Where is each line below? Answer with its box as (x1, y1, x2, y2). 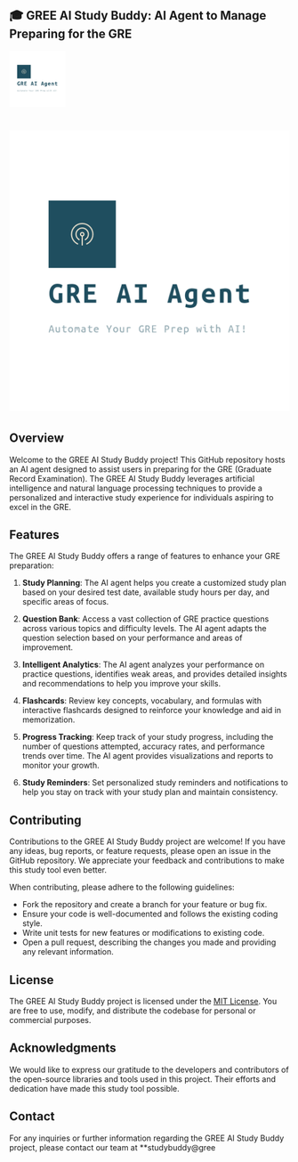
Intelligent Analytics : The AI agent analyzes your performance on (21, 659, 265, 670)
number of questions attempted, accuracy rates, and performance (21, 741, 265, 752)
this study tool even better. (9, 865, 108, 875)
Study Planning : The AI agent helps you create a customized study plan (21, 578, 287, 589)
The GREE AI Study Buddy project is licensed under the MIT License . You (9, 996, 278, 1007)
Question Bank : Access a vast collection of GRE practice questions (21, 614, 270, 624)
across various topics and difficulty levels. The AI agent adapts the (21, 623, 267, 634)
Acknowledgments (9, 1041, 117, 1056)
